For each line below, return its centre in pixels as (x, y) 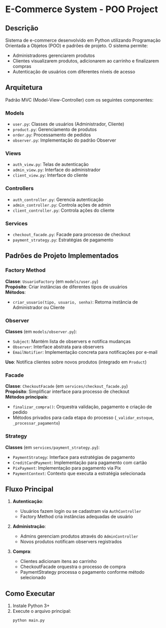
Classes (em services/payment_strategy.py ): (53, 447)
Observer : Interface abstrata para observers (58, 347)
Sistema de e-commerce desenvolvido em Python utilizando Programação (83, 40)
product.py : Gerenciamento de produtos (55, 129)
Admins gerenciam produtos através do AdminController (79, 536)
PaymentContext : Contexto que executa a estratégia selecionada (79, 473)
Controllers (20, 188)
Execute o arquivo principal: (42, 611)
